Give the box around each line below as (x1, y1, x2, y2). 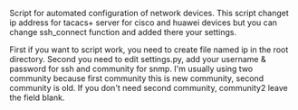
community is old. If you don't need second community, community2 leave (9, 83, 288, 93)
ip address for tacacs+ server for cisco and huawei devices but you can (9, 17, 278, 28)
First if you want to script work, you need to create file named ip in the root (9, 44, 289, 55)
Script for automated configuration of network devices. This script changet (9, 8, 289, 18)
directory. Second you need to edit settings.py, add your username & (9, 54, 266, 64)
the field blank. (9, 92, 65, 103)
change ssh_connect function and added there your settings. (9, 27, 237, 37)
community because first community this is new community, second (9, 73, 264, 84)
